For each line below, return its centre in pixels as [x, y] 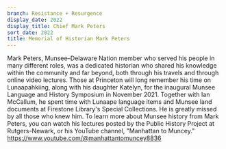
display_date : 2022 [35, 20]
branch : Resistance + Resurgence [55, 13]
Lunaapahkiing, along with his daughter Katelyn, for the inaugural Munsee [111, 87]
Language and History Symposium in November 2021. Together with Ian [109, 95]
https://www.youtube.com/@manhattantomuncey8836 [84, 138]
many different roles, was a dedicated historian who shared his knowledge [112, 66]
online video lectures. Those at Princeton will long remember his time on [109, 80]
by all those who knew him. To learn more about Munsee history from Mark [113, 116]
